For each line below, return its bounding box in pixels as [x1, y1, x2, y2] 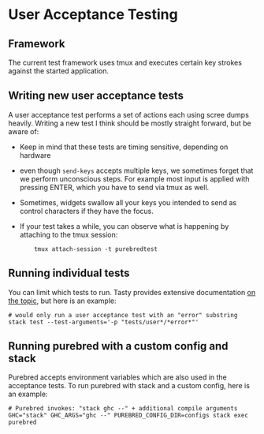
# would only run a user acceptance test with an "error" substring [8, 311, 238, 319]
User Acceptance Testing [8, 6, 179, 24]
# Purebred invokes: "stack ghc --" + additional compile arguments [8, 405, 238, 413]
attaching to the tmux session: [19, 230, 118, 239]
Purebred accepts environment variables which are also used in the [8, 372, 227, 382]
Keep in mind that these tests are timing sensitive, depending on [19, 142, 229, 152]
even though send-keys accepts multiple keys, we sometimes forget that [19, 166, 254, 175]
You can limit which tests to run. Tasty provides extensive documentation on [8, 287, 256, 297]
